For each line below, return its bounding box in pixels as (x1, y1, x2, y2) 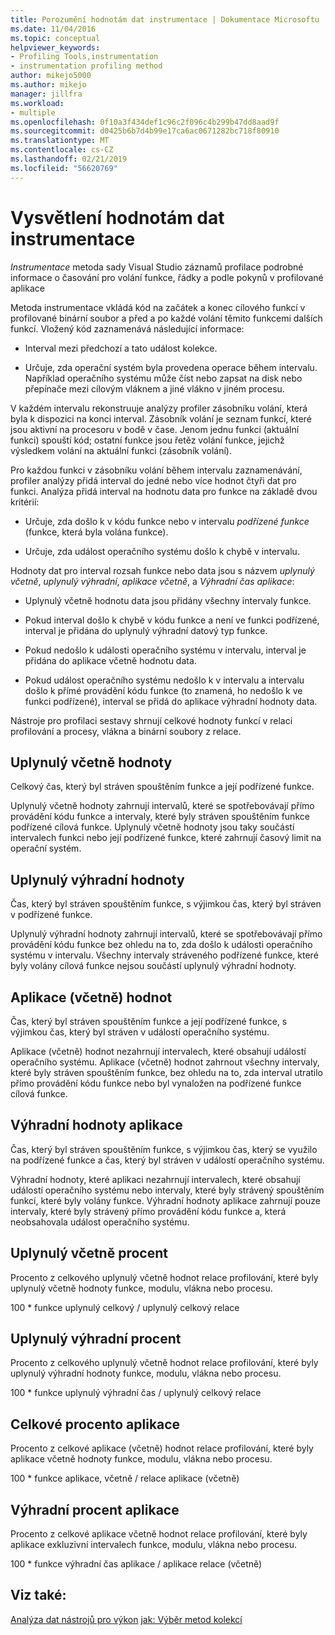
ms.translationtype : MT (10, 136, 110, 146)
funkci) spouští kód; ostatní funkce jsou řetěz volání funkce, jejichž (10, 434, 285, 446)
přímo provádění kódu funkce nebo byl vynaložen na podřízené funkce (10, 1077, 302, 1089)
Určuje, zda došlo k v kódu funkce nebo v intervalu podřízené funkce (24, 515, 310, 527)
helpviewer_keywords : (10, 42, 101, 53)
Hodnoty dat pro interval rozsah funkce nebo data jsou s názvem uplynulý (10, 564, 315, 576)
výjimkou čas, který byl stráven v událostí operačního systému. (10, 1026, 270, 1038)
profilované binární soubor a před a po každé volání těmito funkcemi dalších (10, 312, 323, 324)
